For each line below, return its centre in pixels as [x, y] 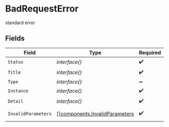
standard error [20, 23]
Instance [18, 91]
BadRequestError [42, 9]
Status [16, 62]
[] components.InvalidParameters [95, 113]
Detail [16, 101]
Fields [15, 38]
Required [150, 52]
